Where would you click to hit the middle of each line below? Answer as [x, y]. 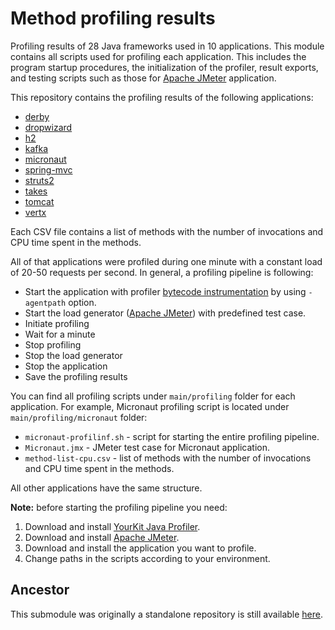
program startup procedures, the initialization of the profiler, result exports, [164, 67]
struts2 [39, 180]
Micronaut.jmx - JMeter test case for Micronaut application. [147, 447]
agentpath [45, 303]
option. [82, 302]
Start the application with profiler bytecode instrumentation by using [165, 291]
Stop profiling [53, 344]
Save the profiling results [76, 376]
